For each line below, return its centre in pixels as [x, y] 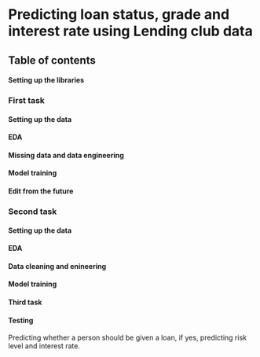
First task [26, 101]
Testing [21, 320]
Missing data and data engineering [66, 155]
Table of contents [52, 60]
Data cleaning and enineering [57, 266]
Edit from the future [41, 191]
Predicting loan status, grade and [119, 15]
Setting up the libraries [46, 80]
